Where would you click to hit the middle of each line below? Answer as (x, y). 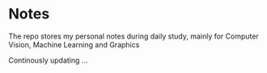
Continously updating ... (48, 60)
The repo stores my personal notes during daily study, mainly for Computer (133, 36)
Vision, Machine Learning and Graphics (74, 44)
